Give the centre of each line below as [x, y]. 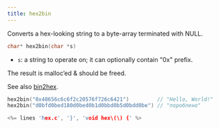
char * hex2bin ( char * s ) [42, 46]
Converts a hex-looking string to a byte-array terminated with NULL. [105, 33]
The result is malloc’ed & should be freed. [67, 73]
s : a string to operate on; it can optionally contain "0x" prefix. [105, 59]
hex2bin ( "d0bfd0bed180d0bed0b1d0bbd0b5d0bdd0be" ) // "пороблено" [104, 106]
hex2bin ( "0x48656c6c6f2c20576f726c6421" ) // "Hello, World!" [111, 99]
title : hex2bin [29, 14]
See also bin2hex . [33, 86]
